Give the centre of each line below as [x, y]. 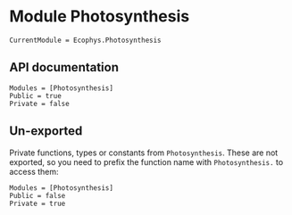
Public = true [36, 95]
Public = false [38, 195]
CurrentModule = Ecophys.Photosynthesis [86, 40]
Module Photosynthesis [100, 17]
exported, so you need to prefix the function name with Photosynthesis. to [146, 161]
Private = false [39, 103]
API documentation [64, 67]
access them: [34, 171]
